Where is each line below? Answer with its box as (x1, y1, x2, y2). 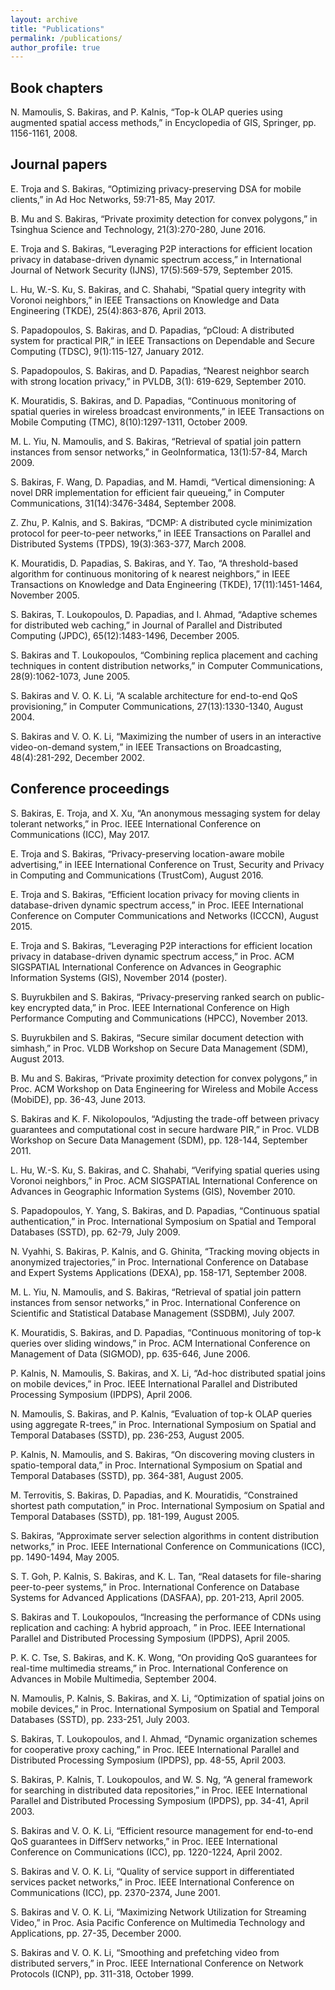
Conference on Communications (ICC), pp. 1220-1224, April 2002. (10, 1846, 283, 1858)
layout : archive (10, 14, 78, 25)
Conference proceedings (10, 781, 170, 798)
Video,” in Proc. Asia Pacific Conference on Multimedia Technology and (10, 1916, 306, 1928)
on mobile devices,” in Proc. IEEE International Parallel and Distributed (10, 1377, 298, 1390)
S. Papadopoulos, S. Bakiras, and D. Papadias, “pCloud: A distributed (10, 324, 295, 336)
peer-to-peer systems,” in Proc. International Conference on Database (10, 1581, 300, 1593)
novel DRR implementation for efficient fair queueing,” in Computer (10, 486, 285, 498)
